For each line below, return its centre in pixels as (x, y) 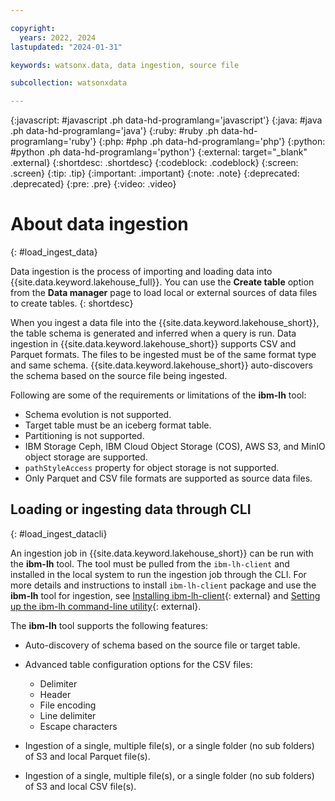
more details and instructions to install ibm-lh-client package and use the (163, 585)
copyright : (33, 28)
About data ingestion (99, 224)
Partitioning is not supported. (84, 436)
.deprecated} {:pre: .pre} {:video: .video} (93, 184)
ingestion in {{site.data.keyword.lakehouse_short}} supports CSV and (153, 344)
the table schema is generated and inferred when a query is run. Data (153, 333)
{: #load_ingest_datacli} (59, 533)
